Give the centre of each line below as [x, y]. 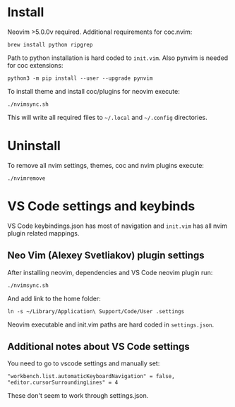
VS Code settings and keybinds [101, 206]
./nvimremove [26, 178]
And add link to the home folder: [54, 298]
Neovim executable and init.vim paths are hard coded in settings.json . [111, 324]
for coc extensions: [35, 65]
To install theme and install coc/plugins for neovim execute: [94, 91]
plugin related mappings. [43, 233]
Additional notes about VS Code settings [99, 347]
